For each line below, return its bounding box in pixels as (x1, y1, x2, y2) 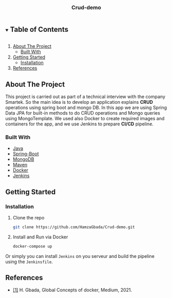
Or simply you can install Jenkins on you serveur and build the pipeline (5, 253, 155, 259)
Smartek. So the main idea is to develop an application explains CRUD (5, 99, 153, 105)
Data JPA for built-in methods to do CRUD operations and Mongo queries (5, 109, 160, 116)
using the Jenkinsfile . (5, 258, 53, 265)
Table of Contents (10, 25, 68, 34)
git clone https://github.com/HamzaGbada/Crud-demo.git (12, 225, 135, 230)
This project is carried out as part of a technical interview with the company (5, 94, 165, 100)
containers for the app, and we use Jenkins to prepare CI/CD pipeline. (5, 121, 154, 127)
